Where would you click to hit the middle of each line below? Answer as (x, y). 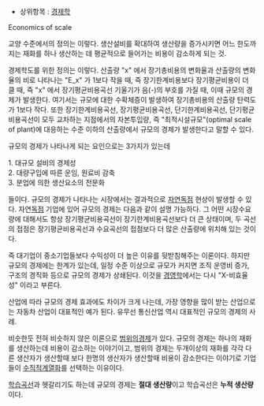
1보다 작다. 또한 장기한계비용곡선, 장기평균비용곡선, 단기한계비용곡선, (122, 110)
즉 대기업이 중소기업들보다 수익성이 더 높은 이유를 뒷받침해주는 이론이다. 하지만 (129, 255)
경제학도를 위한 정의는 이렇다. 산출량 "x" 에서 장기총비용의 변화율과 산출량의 (125, 70)
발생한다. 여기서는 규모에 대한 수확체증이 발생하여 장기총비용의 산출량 (129, 100)
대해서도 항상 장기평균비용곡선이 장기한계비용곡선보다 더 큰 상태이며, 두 (132, 219)
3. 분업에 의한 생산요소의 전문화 (56, 183)
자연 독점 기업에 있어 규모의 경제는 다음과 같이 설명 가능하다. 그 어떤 (121, 209)
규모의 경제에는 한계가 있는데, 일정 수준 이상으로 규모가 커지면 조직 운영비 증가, (129, 265)
